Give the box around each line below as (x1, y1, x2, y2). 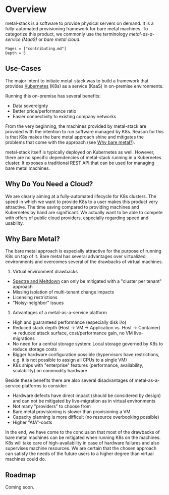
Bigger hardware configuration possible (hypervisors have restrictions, (12, 352, 160, 358)
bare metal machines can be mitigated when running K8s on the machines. (5, 434, 161, 440)
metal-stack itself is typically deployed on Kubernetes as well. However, (5, 149, 155, 155)
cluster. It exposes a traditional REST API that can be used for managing (5, 160, 155, 166)
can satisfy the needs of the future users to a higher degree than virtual (5, 451, 154, 457)
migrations (12, 335, 35, 341)
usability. (5, 220, 24, 226)
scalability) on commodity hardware (12, 368, 87, 374)
